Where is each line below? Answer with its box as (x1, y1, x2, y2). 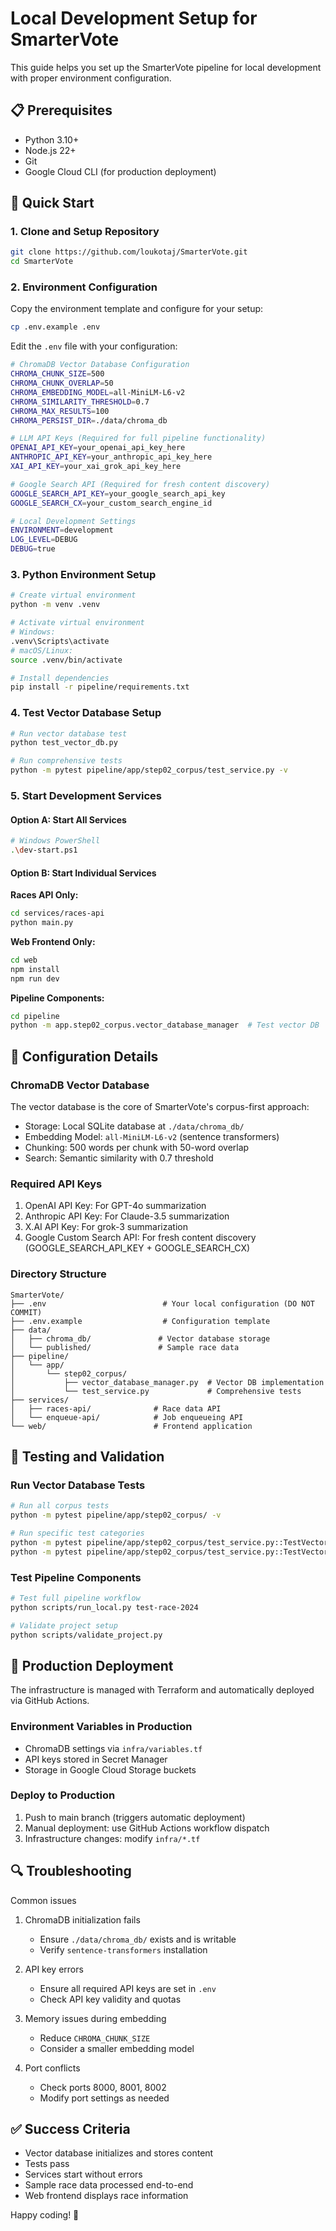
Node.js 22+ (24, 144, 77, 156)
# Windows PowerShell (10, 836, 101, 846)
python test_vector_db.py (10, 738, 118, 748)
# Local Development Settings (10, 516, 137, 526)
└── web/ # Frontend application (10, 1421, 253, 1431)
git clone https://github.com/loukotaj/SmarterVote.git (10, 247, 248, 257)
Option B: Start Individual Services (10, 867, 157, 879)
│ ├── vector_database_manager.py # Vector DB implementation (10, 1377, 325, 1387)
